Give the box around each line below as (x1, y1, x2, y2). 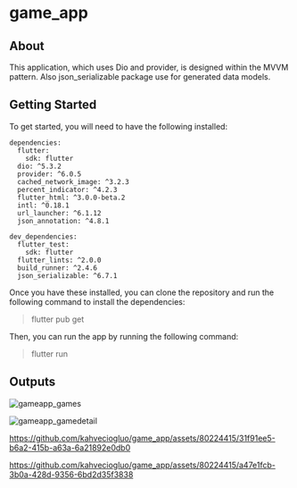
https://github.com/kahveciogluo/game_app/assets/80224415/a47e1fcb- (9, 459, 276, 470)
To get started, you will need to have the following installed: (9, 121, 228, 131)
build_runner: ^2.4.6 (17, 263, 98, 273)
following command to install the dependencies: (9, 296, 186, 307)
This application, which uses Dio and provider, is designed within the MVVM (9, 62, 289, 72)
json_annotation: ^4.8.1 (17, 216, 110, 225)
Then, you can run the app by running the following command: (9, 331, 239, 341)
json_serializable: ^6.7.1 (17, 271, 118, 280)
